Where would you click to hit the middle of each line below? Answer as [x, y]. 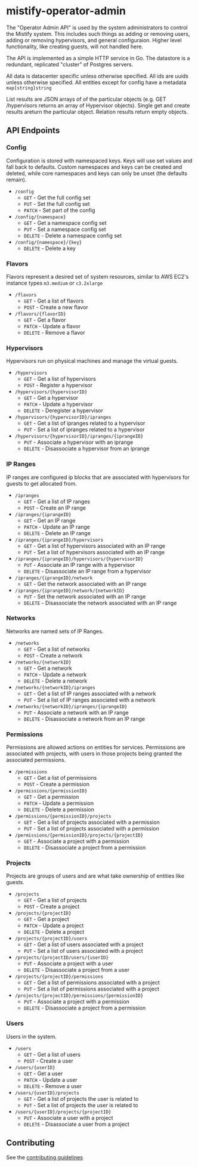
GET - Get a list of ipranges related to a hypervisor [84, 423]
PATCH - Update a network [55, 674]
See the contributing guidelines [45, 1157]
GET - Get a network [48, 668]
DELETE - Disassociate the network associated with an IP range [100, 603]
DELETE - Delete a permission [59, 810]
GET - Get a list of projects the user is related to [81, 1098]
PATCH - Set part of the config [59, 210]
